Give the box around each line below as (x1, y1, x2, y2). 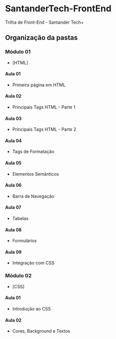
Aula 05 (5, 160, 22, 166)
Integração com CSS (12, 260, 55, 266)
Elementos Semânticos (12, 171, 59, 177)
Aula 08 (5, 226, 22, 232)
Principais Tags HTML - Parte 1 (12, 104, 76, 110)
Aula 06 (5, 182, 22, 188)
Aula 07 (5, 204, 21, 210)
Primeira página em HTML (12, 82, 66, 88)
